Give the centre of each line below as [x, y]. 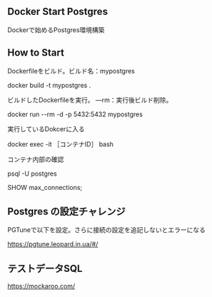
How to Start [36, 53]
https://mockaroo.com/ [41, 286]
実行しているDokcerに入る [46, 129]
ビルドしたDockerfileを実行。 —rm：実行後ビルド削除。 [90, 100]
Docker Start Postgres [58, 12]
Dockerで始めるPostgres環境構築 [56, 30]
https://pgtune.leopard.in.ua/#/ [53, 244]
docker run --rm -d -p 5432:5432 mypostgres [75, 114]
